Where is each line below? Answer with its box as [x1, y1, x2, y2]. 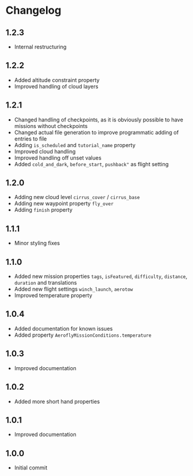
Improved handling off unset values [14, 154, 102, 161]
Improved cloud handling [14, 148, 76, 155]
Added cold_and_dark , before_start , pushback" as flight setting [14, 160, 169, 167]
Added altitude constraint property [14, 76, 100, 84]
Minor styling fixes [14, 240, 60, 247]
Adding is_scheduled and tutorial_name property [14, 141, 136, 148]
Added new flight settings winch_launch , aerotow [14, 285, 133, 293]
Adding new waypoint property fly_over [14, 200, 114, 207]
